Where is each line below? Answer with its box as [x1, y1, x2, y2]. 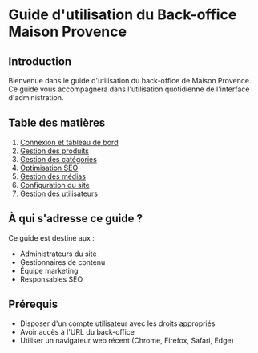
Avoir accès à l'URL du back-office [19, 327, 135, 337]
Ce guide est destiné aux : [8, 233, 95, 242]
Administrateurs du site [19, 249, 98, 258]
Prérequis [8, 298, 58, 311]
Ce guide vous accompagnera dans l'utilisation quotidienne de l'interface [8, 84, 250, 94]
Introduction [8, 55, 72, 68]
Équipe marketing [19, 266, 79, 275]
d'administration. [8, 93, 64, 102]
